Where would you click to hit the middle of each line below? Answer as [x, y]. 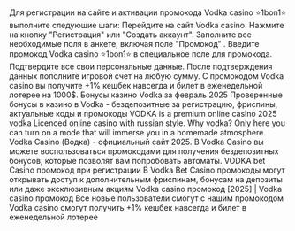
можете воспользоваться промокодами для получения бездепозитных [144, 151]
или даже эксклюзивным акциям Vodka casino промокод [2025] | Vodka [146, 189]
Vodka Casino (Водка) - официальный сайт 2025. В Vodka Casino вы [137, 142]
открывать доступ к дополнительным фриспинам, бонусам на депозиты [146, 179]
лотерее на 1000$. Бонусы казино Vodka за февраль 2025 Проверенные [146, 95]
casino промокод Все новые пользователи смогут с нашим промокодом [147, 198]
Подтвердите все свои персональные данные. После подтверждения [141, 66]
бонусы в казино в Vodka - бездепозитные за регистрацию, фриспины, [144, 104]
